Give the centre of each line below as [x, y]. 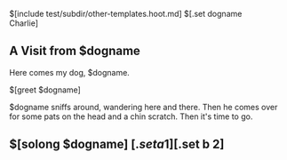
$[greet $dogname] [45, 90]
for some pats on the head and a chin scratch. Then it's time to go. [131, 116]
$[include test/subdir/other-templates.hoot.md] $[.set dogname [126, 14]
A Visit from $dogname [75, 51]
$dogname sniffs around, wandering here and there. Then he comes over [143, 107]
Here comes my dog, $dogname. [70, 72]
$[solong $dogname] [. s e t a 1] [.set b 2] [117, 144]
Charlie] [24, 23]
